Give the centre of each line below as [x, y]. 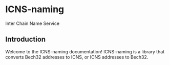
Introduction [26, 39]
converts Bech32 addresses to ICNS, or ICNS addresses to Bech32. [77, 57]
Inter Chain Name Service [33, 23]
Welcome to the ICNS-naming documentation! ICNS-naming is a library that [85, 51]
